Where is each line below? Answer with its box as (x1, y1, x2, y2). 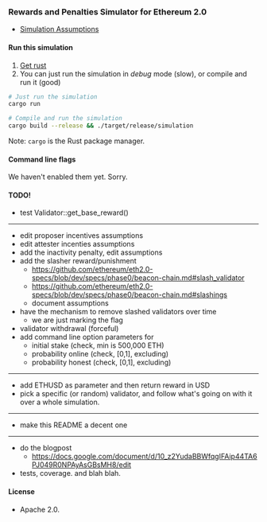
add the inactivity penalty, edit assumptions (19, 247, 163, 257)
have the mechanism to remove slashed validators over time (19, 307, 217, 317)
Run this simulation (8, 42, 74, 52)
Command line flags (8, 154, 76, 164)
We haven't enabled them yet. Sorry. (8, 172, 128, 181)
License (8, 487, 36, 496)
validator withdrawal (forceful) (19, 324, 119, 333)
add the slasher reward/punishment (19, 256, 137, 266)
